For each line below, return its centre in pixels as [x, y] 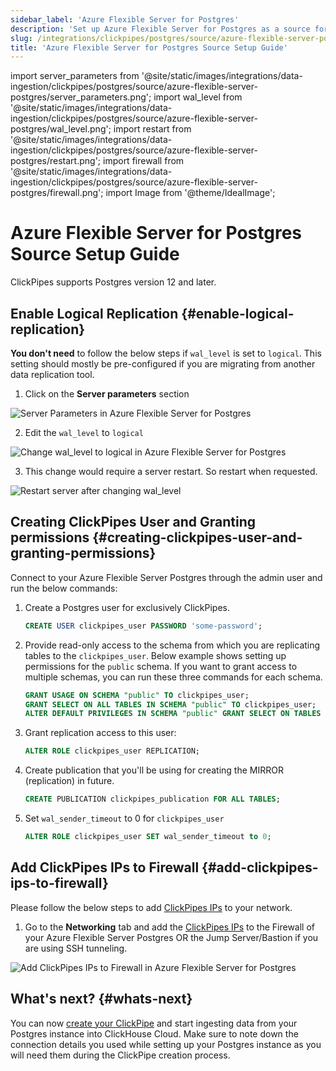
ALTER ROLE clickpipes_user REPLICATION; [112, 751]
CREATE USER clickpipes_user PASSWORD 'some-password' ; [143, 626]
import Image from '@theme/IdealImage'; [190, 193]
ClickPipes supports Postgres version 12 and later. [113, 282]
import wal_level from [198, 97]
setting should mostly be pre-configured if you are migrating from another [163, 364]
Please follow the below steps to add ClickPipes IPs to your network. [151, 907]
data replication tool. [52, 374]
